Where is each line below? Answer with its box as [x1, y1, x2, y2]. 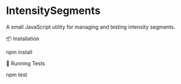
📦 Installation [6, 35, 40, 42]
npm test [6, 71, 27, 78]
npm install [6, 48, 33, 55]
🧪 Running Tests [6, 60, 46, 66]
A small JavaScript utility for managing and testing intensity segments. [6, 23, 176, 30]
